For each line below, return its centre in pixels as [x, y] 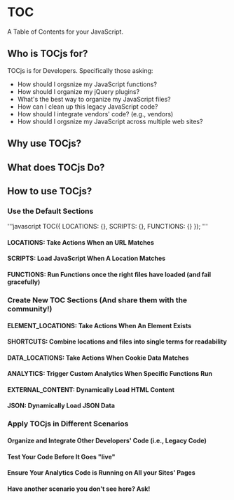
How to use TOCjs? [50, 191]
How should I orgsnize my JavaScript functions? [87, 84]
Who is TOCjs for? [48, 54]
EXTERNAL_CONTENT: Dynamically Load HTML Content [91, 389]
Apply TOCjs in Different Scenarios [68, 424]
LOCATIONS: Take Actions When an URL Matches [81, 242]
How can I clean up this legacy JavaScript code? [88, 107]
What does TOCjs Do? [56, 167]
